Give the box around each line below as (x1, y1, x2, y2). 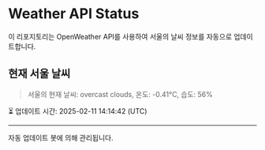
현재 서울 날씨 (8, 67, 71, 81)
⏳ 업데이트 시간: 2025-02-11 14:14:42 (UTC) (8, 106, 147, 115)
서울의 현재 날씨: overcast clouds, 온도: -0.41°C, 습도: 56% (27, 89, 213, 99)
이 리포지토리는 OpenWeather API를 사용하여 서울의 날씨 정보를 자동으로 (8, 32, 233, 41)
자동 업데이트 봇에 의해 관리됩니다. (8, 133, 114, 142)
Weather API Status (8, 5, 140, 23)
